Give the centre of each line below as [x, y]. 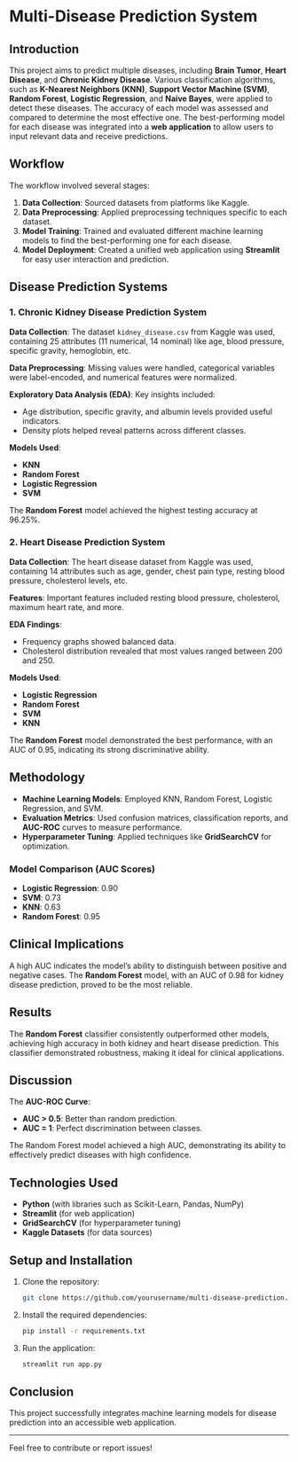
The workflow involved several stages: [80, 185]
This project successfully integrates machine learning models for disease [143, 1413]
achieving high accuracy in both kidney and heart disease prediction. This [144, 1043]
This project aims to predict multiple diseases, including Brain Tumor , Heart [148, 70]
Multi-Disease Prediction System [133, 16]
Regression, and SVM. [63, 808]
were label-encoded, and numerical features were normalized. [123, 377]
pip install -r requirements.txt [84, 1331]
